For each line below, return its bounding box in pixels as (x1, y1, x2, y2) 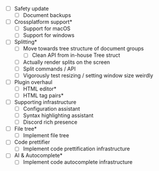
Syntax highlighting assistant (23, 112, 94, 119)
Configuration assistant (23, 105, 81, 112)
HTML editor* (23, 85, 57, 92)
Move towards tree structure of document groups (23, 45, 144, 52)
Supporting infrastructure (14, 98, 77, 105)
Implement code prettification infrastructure (23, 145, 131, 153)
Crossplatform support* (14, 18, 72, 25)
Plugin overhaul (14, 78, 53, 85)
